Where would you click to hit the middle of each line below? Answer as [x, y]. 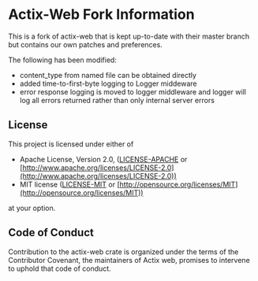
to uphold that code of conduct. [60, 268]
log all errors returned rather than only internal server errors [117, 100]
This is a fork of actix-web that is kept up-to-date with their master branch [129, 36]
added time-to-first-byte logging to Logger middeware [108, 83]
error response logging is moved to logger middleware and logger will [133, 91]
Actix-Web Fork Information [101, 15]
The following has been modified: [62, 60]
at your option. [32, 208]
